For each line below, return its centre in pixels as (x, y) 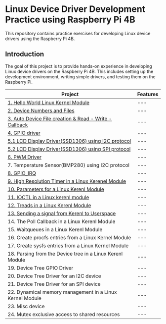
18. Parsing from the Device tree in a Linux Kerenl (65, 254)
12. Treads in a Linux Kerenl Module (49, 205)
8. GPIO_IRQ (22, 173)
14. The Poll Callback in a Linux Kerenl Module (62, 221)
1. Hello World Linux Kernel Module (49, 103)
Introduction (25, 54)
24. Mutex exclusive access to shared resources (64, 314)
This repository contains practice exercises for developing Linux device (78, 33)
